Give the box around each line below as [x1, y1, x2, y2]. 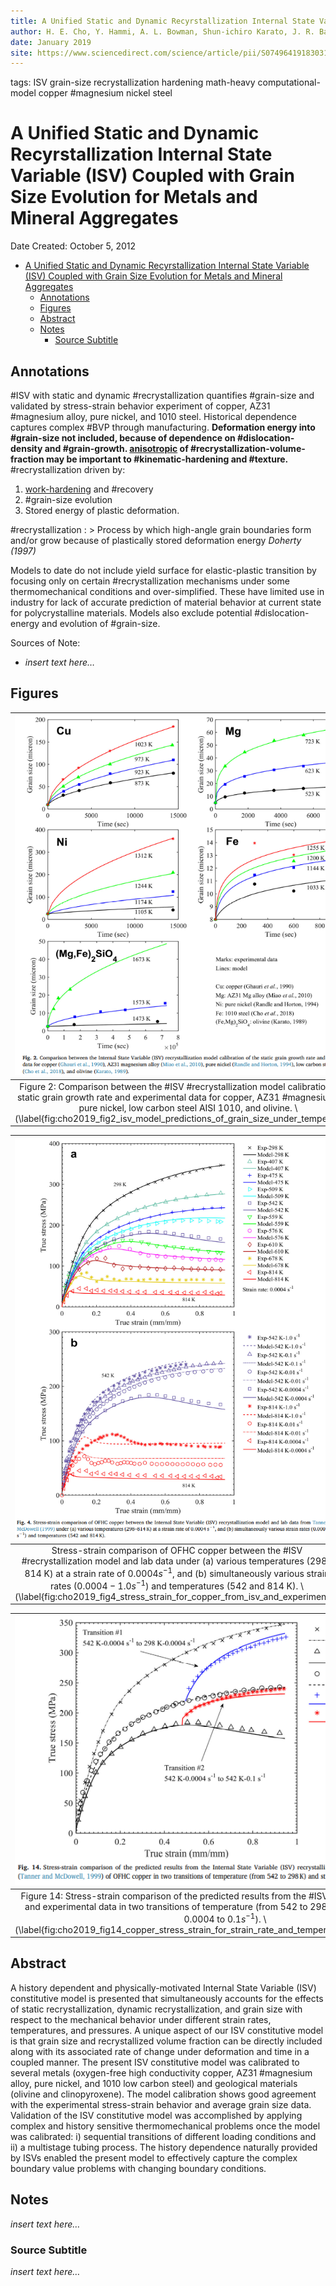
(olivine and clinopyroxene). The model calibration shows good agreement [10, 2088, 317, 2100]
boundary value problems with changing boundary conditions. [10, 2162, 267, 2174]
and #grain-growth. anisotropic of [44, 443, 189, 454]
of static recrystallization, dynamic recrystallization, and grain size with [10, 2003, 303, 2015]
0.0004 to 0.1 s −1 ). [183, 1911, 262, 1925]
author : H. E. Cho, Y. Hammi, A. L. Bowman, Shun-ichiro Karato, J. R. [10, 26, 315, 37]
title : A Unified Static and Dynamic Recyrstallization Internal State [10, 16, 315, 26]
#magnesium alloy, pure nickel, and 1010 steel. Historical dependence [10, 411, 298, 422]
